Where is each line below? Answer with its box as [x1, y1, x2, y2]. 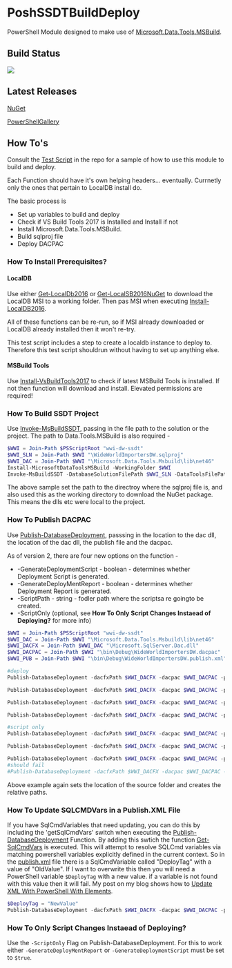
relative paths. [7, 788, 48, 796]
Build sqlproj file [17, 233, 64, 241]
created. [17, 601, 41, 610]
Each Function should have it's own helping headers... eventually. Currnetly [7, 176, 222, 184]
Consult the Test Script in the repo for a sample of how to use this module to [7, 155, 224, 164]
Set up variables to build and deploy [17, 211, 120, 219]
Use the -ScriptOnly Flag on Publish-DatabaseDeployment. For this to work [7, 939, 222, 947]
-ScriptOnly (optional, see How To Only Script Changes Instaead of [17, 609, 211, 617]
